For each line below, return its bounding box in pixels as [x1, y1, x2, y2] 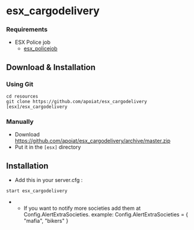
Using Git [6, 80, 34, 88]
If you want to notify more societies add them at [23, 205, 141, 212]
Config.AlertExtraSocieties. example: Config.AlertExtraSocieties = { [23, 211, 189, 218]
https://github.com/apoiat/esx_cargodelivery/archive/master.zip [14, 138, 171, 145]
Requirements [6, 25, 48, 34]
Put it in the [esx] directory [14, 143, 81, 151]
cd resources [6, 94, 39, 100]
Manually [6, 117, 34, 126]
